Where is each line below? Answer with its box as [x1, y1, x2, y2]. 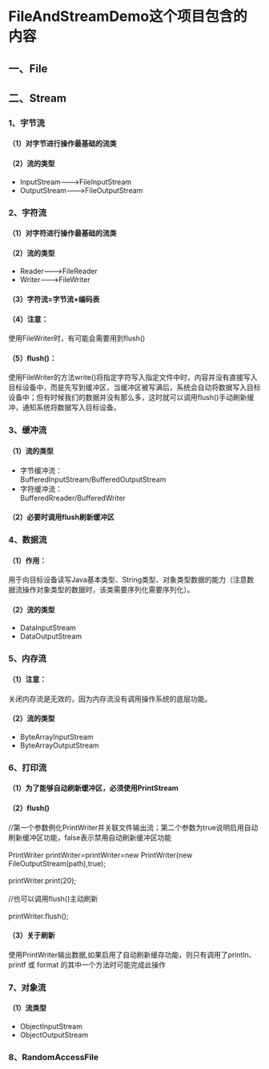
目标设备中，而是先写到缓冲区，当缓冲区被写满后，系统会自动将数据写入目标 [8, 382, 261, 393]
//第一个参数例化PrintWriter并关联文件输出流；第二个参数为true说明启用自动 [8, 822, 259, 832]
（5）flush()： [8, 353, 57, 363]
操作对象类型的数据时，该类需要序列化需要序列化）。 [22, 585, 195, 595]
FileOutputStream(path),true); [8, 858, 106, 868]
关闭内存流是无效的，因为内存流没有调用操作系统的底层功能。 [8, 694, 212, 704]
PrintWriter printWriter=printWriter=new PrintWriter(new [8, 850, 193, 860]
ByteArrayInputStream [19, 732, 94, 741]
